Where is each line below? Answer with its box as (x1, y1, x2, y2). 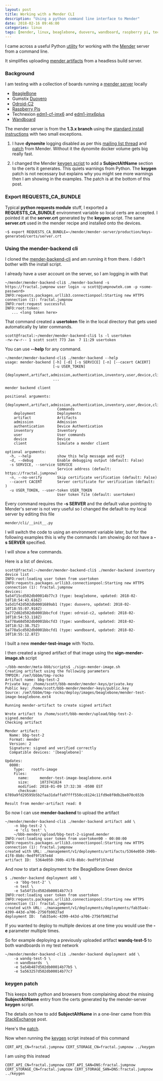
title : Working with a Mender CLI (5, 12, 75, 17)
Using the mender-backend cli (5, 245, 78, 252)
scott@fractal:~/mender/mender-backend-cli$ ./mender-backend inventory (5, 568, 155, 572)
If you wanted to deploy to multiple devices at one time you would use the (5, 922, 153, 928)
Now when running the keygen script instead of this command (5, 1035, 130, 1041)
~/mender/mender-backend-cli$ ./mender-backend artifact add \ (5, 819, 136, 824)
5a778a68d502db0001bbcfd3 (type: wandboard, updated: (5, 619, 116, 624)
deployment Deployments (14, 411, 81, 416)
